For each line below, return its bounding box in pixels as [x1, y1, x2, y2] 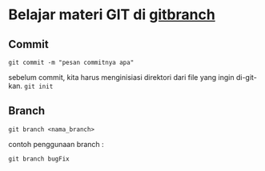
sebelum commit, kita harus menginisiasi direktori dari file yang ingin [8, 73, 235, 82]
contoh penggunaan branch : [8, 139, 104, 149]
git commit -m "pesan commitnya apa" [8, 58, 135, 66]
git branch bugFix [8, 154, 70, 163]
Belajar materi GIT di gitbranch [8, 6, 216, 24]
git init [23, 82, 54, 90]
